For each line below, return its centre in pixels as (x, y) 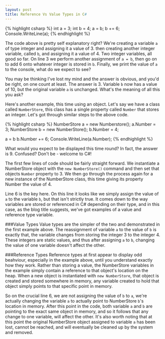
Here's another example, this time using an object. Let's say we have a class (82, 104)
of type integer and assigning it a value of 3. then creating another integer (80, 48)
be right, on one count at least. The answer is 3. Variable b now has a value (81, 84)
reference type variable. (30, 214)
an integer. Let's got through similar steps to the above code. (67, 114)
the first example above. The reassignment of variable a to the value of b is (81, 229)
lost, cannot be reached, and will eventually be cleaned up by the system (79, 327)
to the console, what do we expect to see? (48, 69)
